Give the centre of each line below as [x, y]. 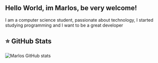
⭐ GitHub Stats [28, 41]
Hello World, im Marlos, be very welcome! [71, 8]
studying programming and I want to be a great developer [64, 25]
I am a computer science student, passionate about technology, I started [79, 20]
